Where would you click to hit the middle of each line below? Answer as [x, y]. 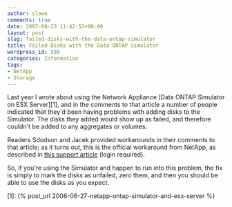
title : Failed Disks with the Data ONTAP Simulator [83, 46]
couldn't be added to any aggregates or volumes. [77, 127]
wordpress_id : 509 [33, 52]
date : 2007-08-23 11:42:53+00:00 [55, 26]
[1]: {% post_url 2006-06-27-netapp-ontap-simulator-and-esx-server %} [111, 196]
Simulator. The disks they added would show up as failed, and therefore [109, 119]
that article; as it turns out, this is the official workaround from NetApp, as [112, 147]
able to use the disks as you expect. [58, 183]
